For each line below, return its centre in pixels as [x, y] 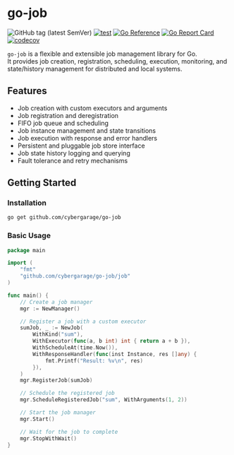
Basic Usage [29, 236]
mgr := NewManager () [50, 309]
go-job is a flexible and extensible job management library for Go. [102, 54]
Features [27, 91]
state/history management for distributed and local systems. [95, 69]
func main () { [28, 295]
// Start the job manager [58, 413]
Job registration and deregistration [68, 115]
